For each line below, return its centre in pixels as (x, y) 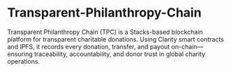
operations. (24, 61)
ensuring (20, 54)
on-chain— (187, 46)
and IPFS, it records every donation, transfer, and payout (89, 46)
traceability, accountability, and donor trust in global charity (120, 54)
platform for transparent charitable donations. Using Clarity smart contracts (116, 39)
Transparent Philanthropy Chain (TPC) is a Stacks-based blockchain (105, 32)
